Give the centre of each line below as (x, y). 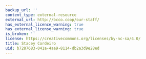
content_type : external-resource (41, 15)
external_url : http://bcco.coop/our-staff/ (53, 19)
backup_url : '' (22, 10)
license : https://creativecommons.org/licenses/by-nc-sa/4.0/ (73, 39)
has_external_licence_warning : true (44, 24)
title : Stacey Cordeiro (31, 44)
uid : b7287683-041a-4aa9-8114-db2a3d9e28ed (53, 48)
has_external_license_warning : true (44, 29)
